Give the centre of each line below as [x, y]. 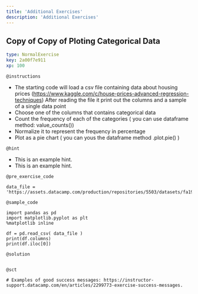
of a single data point [40, 106]
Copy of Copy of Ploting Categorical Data [83, 41]
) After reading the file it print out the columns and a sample [114, 100]
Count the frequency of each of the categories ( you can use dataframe [101, 118]
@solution [18, 254]
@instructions [24, 76]
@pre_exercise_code [30, 176]
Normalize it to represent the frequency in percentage [80, 131]
